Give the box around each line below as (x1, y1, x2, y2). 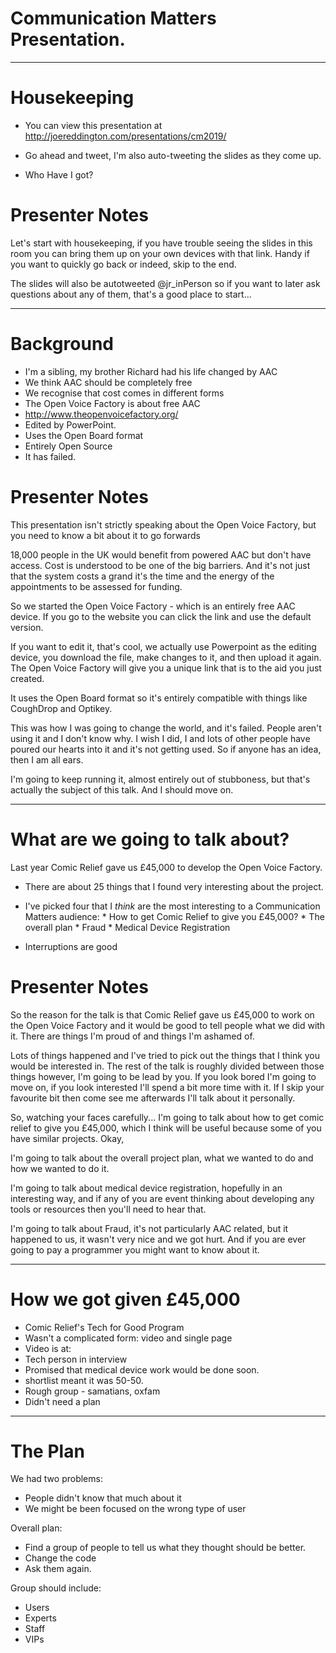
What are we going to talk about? (10, 828, 290, 851)
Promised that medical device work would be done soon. (24, 1363, 260, 1376)
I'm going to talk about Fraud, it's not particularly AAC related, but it (10, 1222, 289, 1234)
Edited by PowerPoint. (24, 418, 117, 431)
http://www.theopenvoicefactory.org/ (24, 408, 179, 420)
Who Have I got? (24, 168, 94, 181)
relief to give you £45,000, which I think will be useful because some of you (10, 1122, 322, 1134)
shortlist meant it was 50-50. (24, 1374, 144, 1386)
